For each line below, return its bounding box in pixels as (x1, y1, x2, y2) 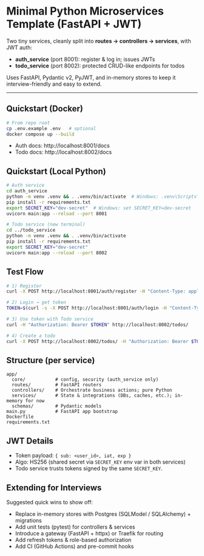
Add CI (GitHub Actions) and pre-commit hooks (15, 543, 134, 550)
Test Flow (6, 266, 44, 277)
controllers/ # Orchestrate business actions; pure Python (12, 387, 172, 394)
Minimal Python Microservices (6, 4, 164, 18)
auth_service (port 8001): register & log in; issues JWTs (15, 55, 155, 63)
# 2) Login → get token (6, 299, 67, 305)
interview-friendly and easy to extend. (6, 80, 102, 88)
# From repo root (6, 120, 50, 126)
